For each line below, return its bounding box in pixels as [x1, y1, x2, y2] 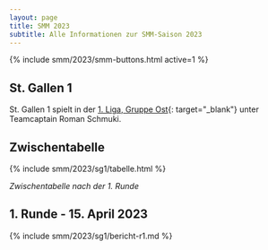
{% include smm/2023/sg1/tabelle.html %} [9, 163, 167, 174]
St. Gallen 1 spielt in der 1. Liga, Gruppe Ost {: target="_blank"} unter [9, 104, 260, 115]
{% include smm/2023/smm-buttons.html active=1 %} [9, 55, 209, 65]
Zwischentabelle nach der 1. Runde [9, 181, 139, 191]
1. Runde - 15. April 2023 [9, 207, 148, 222]
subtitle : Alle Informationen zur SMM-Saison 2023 [9, 30, 203, 39]
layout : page [9, 13, 58, 22]
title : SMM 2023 [9, 22, 70, 30]
